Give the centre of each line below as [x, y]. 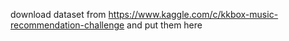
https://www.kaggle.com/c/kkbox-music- [193, 14]
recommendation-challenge [67, 25]
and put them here [164, 25]
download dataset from [58, 14]
